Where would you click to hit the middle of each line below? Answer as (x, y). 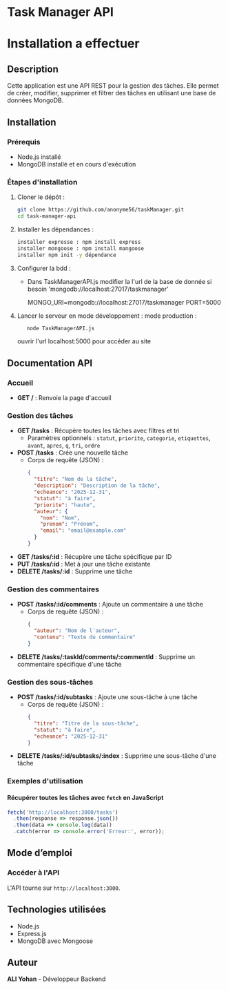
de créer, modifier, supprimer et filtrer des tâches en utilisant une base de (112, 93)
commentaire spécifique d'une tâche (69, 664)
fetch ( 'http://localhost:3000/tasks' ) (63, 812)
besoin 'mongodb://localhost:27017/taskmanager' (98, 289)
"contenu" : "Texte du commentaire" (85, 637)
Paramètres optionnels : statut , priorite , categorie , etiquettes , (119, 438)
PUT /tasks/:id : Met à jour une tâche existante (84, 564)
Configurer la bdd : (44, 268)
